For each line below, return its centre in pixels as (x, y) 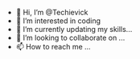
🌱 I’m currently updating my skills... (74, 29)
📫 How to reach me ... (53, 47)
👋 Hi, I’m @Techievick (52, 12)
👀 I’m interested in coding (58, 21)
